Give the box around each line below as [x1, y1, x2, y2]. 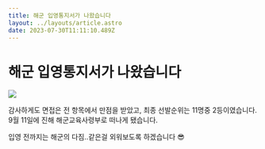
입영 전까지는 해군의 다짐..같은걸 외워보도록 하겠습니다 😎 [8, 132, 185, 142]
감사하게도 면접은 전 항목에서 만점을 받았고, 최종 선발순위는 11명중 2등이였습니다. [8, 105, 258, 115]
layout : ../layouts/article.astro [8, 19, 123, 27]
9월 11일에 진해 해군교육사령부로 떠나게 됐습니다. [8, 116, 159, 125]
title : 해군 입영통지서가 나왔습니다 [8, 11, 111, 20]
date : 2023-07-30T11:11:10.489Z [8, 26, 115, 34]
